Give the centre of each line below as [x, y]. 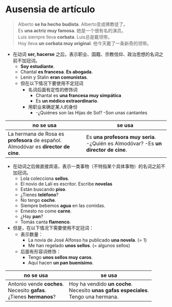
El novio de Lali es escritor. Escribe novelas [66, 184]
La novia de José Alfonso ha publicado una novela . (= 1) [87, 240]
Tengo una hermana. [94, 296]
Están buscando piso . [43, 189]
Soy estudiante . [37, 66]
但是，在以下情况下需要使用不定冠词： [53, 228]
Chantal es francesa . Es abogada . [57, 72]
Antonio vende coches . [36, 284]
